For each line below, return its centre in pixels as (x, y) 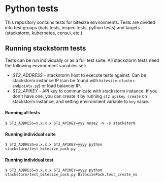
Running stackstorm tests (46, 48)
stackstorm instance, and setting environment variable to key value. (81, 101)
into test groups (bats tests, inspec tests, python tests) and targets (73, 27)
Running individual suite (30, 134)
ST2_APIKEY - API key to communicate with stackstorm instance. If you (85, 91)
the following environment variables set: (46, 65)
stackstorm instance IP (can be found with (55, 80)
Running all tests (23, 113)
